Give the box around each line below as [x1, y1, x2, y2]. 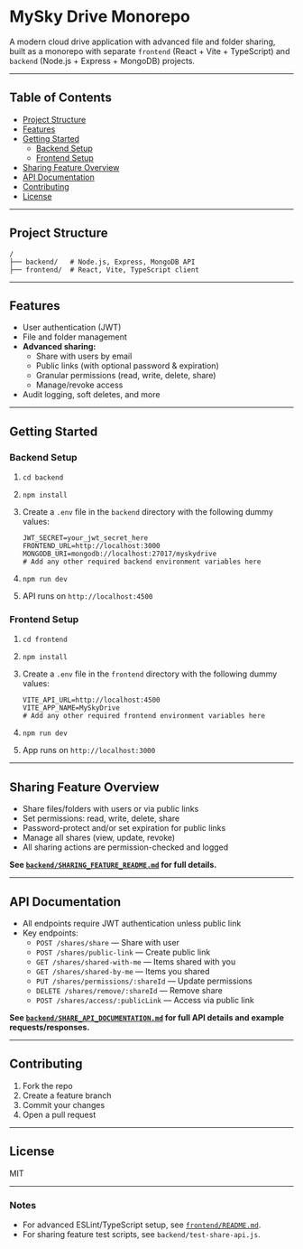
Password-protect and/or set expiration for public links [22, 823, 226, 834]
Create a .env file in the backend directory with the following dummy [22, 507, 273, 517]
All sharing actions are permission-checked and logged [22, 842, 229, 853]
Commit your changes [22, 1099, 106, 1110]
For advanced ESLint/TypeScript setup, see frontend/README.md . [22, 1219, 262, 1230]
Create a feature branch [22, 1090, 112, 1101]
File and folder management [22, 331, 128, 342]
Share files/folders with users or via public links [22, 804, 199, 815]
